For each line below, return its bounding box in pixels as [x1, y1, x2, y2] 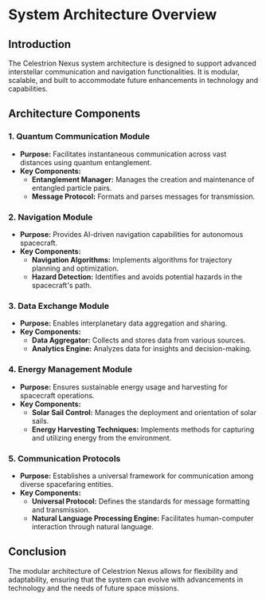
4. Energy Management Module [8, 364, 133, 375]
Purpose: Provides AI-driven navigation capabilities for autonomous [19, 229, 244, 239]
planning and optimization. [31, 263, 119, 273]
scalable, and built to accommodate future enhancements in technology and [8, 76, 259, 85]
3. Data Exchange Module [8, 300, 110, 311]
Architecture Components [8, 107, 141, 121]
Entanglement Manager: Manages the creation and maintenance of [31, 174, 255, 184]
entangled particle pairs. [31, 183, 112, 192]
